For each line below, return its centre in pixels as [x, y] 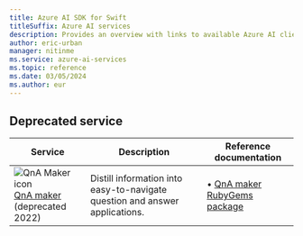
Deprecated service [66, 121]
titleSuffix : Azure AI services [70, 26]
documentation [248, 158]
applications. [117, 213]
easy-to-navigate [129, 190]
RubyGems [230, 195]
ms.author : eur [38, 85]
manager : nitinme [42, 51]
